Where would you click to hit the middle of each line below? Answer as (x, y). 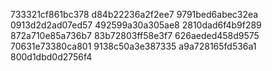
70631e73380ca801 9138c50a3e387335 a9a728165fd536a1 (133, 46)
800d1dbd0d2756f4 (51, 57)
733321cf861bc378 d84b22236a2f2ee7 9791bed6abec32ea (134, 14)
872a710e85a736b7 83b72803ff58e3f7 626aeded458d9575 (135, 35)
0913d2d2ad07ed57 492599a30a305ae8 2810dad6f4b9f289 (136, 25)
